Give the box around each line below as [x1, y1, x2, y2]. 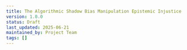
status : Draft [6, 19, 41, 25]
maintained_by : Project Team [6, 30, 77, 36]
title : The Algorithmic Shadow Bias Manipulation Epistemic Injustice [6, 8, 182, 14]
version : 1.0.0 [6, 14, 43, 20]
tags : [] [6, 35, 27, 41]
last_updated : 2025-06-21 [6, 24, 69, 30]
